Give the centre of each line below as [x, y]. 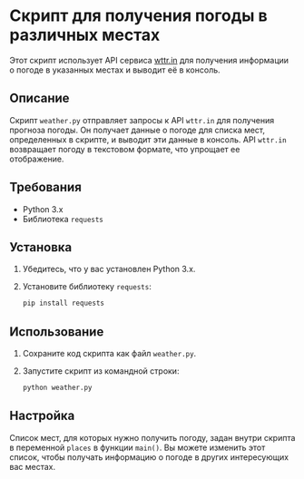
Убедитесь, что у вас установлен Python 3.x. [109, 269]
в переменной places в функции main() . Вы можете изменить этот [137, 447]
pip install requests [63, 303]
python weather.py [57, 388]
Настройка [42, 416]
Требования [45, 187]
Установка [41, 247]
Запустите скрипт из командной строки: [101, 371]
